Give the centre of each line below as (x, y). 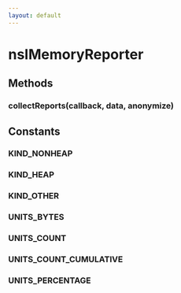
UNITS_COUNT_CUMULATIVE (66, 259)
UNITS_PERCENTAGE (50, 280)
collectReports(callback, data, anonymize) (91, 106)
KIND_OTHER (34, 196)
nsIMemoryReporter (76, 54)
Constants (34, 131)
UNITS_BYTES (36, 217)
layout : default (35, 15)
